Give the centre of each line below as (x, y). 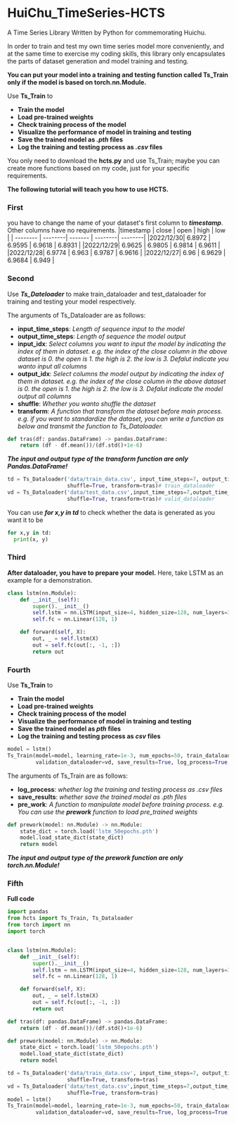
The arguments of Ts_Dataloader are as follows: (77, 315)
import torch (26, 931)
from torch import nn (39, 925)
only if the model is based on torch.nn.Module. (77, 82)
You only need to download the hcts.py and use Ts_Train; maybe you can (113, 161)
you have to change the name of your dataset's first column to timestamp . (115, 223)
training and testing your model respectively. (72, 302)
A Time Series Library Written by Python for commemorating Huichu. (107, 32)
